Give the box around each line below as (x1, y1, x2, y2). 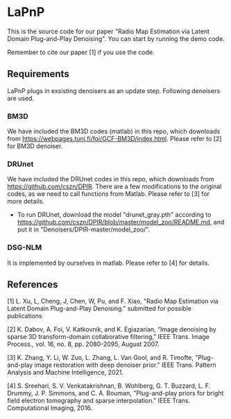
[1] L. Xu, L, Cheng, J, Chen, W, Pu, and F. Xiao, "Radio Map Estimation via (7, 297, 219, 306)
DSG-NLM (7, 243, 42, 252)
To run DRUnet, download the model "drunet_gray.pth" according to (17, 211, 212, 219)
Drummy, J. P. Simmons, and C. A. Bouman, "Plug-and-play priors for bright (7, 389, 224, 397)
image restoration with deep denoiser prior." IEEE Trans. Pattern (34, 361, 216, 369)
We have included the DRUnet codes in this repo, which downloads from (7, 175, 214, 183)
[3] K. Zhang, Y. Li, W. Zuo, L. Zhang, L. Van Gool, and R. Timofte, (7, 354, 194, 362)
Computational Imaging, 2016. (7, 404, 93, 412)
